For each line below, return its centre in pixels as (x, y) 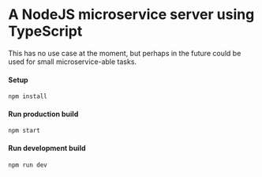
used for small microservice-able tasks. (72, 62)
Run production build (43, 114)
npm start (24, 131)
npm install (28, 96)
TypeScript (45, 31)
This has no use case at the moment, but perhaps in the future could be (125, 53)
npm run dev (28, 165)
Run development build (47, 148)
